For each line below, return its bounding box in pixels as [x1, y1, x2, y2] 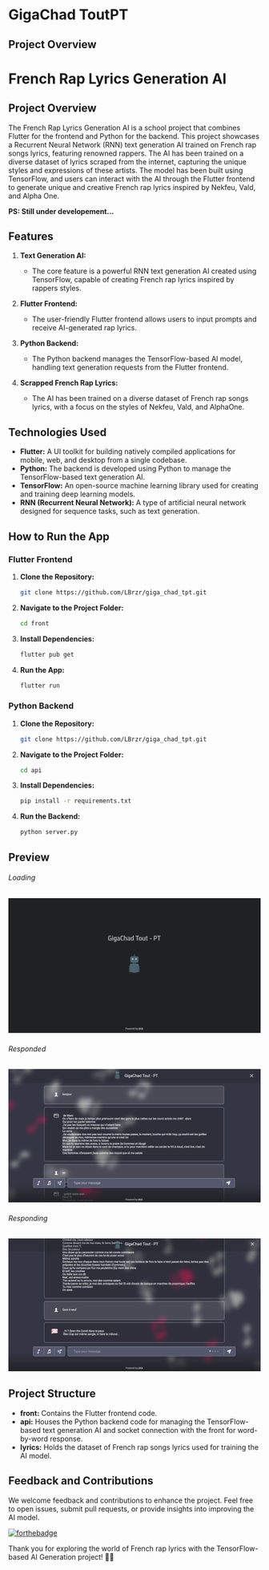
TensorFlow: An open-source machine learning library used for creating [19, 481, 259, 491]
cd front [19, 619, 50, 627]
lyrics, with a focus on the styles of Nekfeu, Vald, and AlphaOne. [31, 403, 245, 412]
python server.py [19, 828, 78, 836]
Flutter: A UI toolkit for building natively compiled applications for [19, 447, 236, 456]
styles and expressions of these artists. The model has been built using [8, 165, 243, 175]
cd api [19, 766, 42, 775]
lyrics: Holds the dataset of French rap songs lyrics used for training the [19, 1442, 259, 1452]
